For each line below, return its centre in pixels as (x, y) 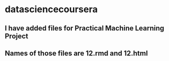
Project (17, 36)
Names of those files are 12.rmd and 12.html (76, 53)
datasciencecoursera (51, 9)
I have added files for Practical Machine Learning (84, 28)
